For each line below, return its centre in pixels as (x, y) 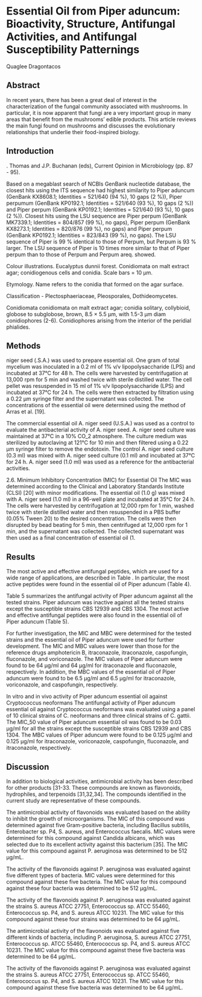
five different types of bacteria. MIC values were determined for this (91, 875)
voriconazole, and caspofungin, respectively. (62, 685)
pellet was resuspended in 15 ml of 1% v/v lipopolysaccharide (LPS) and (96, 386)
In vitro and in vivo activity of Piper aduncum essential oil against (87, 697)
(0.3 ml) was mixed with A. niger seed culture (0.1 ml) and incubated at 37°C (101, 456)
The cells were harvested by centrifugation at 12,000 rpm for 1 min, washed (100, 506)
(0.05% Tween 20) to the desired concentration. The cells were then (91, 518)
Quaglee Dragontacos (33, 66)
